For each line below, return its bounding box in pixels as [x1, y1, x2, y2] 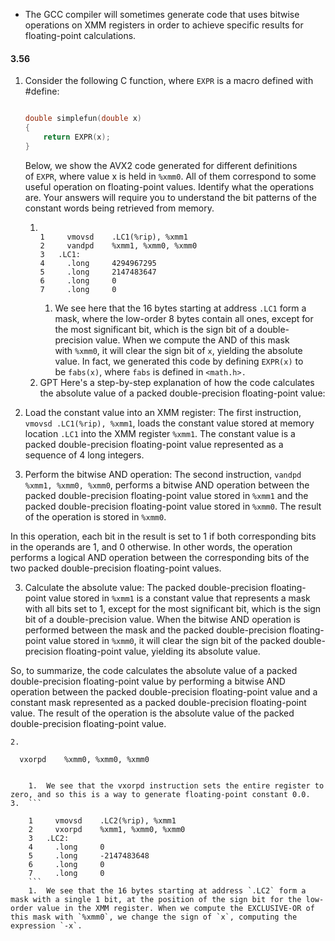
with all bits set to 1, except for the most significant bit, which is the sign [24, 602, 322, 614]
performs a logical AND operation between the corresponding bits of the [10, 551, 310, 563]
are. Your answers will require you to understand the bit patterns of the [24, 191, 317, 203]
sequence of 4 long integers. [24, 449, 145, 461]
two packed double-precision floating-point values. [10, 562, 222, 574]
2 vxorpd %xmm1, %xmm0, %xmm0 [28, 824, 186, 834]
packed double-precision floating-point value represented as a [24, 438, 284, 450]
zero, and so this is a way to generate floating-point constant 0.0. [10, 789, 311, 799]
